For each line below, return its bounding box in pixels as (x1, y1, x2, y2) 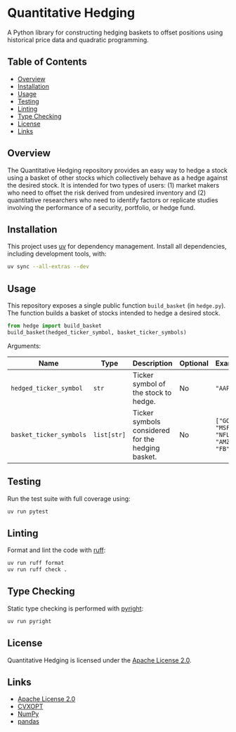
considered (132, 425, 171, 435)
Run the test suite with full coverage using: (7, 494, 131, 503)
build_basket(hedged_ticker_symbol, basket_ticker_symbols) (7, 329, 188, 336)
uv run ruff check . (7, 566, 68, 573)
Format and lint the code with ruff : (7, 546, 106, 554)
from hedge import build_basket (7, 322, 102, 329)
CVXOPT (17, 702, 44, 711)
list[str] (93, 431, 126, 438)
